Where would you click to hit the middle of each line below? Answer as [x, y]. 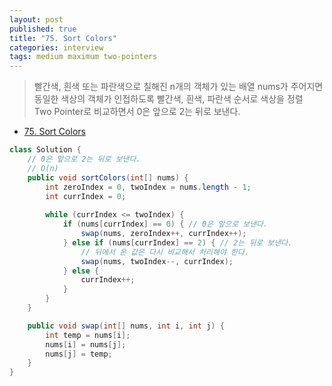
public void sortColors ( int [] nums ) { [108, 177]
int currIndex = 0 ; [86, 196]
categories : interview [56, 47]
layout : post [36, 19]
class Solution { [45, 150]
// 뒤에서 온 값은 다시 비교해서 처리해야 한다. [165, 252]
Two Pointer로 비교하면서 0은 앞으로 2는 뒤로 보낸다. [137, 112]
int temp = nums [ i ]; [88, 335]
